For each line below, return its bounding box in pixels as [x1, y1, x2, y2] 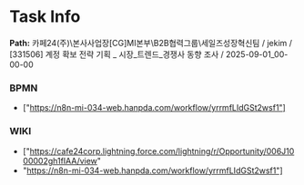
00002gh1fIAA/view [22, 155, 98, 166]
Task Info [9, 6, 81, 27]
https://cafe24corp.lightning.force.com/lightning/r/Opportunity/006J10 [29, 145, 295, 156]
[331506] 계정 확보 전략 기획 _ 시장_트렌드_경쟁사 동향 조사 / [9, 48, 225, 60]
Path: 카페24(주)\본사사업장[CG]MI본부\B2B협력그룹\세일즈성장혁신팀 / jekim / [9, 37, 293, 48]
